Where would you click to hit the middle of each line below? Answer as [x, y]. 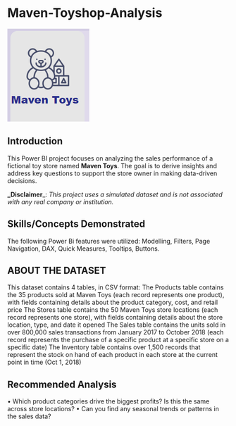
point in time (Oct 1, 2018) [44, 362]
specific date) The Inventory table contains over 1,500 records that [104, 347]
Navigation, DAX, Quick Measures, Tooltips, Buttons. [83, 249]
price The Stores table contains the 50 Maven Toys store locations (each [113, 310]
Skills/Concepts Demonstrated [76, 224]
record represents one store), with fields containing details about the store [115, 318]
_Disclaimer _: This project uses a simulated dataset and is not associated [115, 194]
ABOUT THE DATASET [57, 270]
